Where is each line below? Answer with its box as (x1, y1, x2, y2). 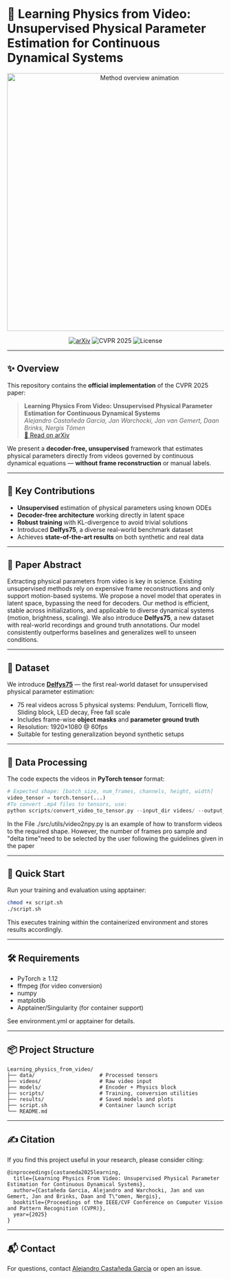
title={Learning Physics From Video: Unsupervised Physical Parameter (13, 1175, 220, 1181)
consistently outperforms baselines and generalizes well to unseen (7, 628, 197, 636)
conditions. (7, 636, 39, 644)
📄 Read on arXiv (23, 431, 70, 439)
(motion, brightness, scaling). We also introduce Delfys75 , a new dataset (7, 614, 214, 622)
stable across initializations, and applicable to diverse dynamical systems (7, 606, 214, 614)
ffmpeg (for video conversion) (16, 981, 102, 990)
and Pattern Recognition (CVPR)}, (7, 1205, 107, 1212)
